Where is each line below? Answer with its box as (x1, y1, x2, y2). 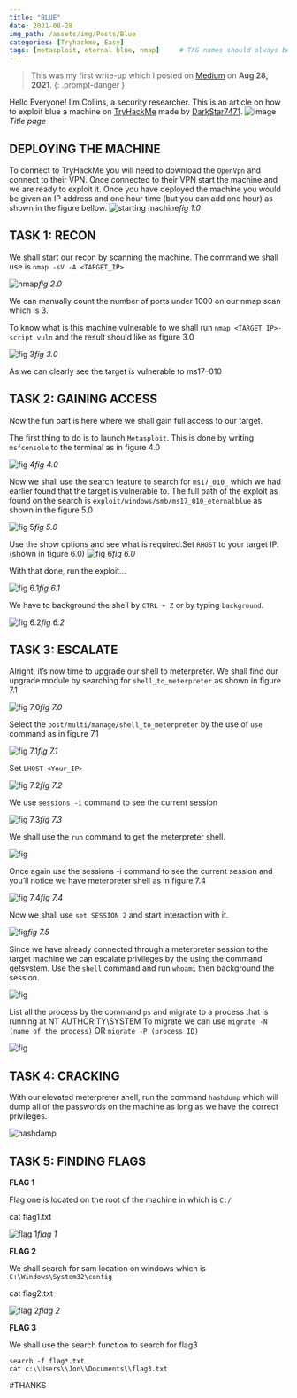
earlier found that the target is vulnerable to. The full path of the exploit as (9, 485, 278, 496)
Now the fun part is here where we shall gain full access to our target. (9, 415, 263, 426)
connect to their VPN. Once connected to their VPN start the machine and (9, 174, 278, 184)
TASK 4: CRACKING (9, 1068, 120, 1083)
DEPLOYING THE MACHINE (9, 141, 161, 156)
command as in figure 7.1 (9, 729, 99, 739)
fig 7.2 (39, 780, 63, 791)
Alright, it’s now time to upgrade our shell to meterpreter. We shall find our (9, 666, 278, 676)
